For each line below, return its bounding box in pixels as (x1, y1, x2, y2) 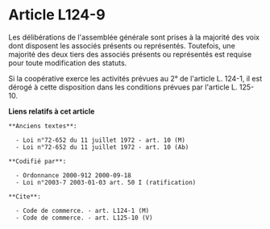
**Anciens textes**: (8, 122, 78, 130)
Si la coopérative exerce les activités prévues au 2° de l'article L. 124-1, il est (8, 73, 263, 83)
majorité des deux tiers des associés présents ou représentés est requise (8, 49, 252, 59)
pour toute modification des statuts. (8, 58, 127, 68)
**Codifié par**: (8, 157, 67, 165)
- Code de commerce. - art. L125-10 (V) (15, 214, 153, 222)
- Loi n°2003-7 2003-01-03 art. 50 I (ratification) (15, 178, 197, 186)
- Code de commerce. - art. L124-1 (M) (15, 206, 150, 214)
